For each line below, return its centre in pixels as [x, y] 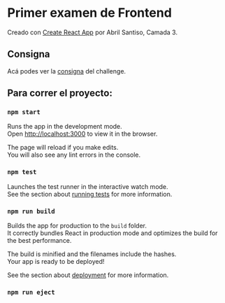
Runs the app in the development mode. [65, 127]
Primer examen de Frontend [90, 13]
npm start [24, 112]
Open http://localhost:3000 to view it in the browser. [82, 134]
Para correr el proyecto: [60, 93]
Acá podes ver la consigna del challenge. [67, 71]
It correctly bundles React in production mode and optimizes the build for [112, 233]
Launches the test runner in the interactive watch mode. [88, 186]
